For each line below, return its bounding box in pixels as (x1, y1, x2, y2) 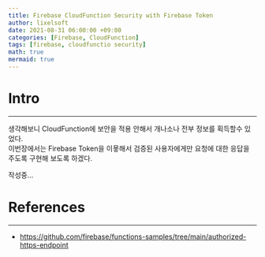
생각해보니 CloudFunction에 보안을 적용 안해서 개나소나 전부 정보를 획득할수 (8, 124, 243, 133)
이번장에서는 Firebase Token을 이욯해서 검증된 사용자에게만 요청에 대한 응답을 (8, 143, 250, 153)
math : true (8, 48, 44, 56)
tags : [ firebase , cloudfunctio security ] (8, 41, 147, 49)
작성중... (8, 170, 34, 180)
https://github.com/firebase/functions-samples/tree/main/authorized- (19, 232, 247, 241)
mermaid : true (8, 56, 55, 64)
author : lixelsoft (8, 19, 69, 27)
